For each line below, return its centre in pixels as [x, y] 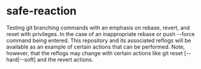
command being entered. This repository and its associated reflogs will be [99, 40]
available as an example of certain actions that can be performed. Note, [96, 47]
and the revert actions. [65, 59]
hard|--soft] [21, 59]
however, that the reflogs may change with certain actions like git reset [95, 53]
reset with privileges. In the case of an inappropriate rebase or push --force [100, 34]
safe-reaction [41, 11]
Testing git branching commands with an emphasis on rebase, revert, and [98, 28]
